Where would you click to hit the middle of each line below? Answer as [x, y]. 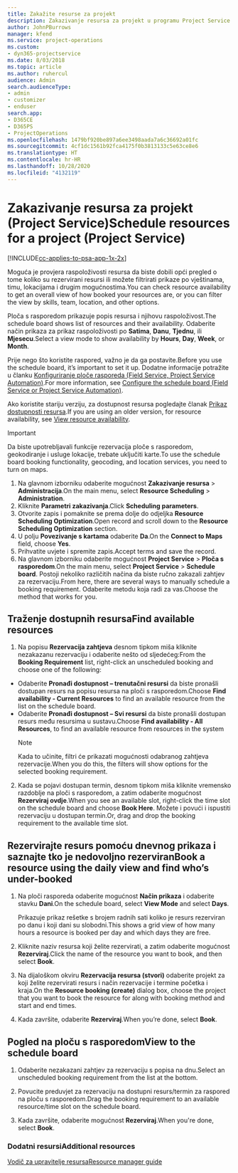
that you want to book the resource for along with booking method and [121, 998]
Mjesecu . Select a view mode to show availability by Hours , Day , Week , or [116, 338]
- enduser [22, 107]
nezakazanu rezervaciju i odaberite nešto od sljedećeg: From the [112, 655]
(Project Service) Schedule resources [119, 223]
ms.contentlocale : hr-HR [44, 160]
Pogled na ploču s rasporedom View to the [102, 1042]
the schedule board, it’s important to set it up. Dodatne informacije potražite [118, 367]
